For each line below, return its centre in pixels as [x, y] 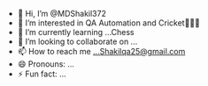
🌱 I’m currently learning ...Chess [76, 32]
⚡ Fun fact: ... [42, 74]
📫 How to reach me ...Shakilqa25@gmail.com [101, 51]
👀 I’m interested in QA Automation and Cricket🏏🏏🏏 [109, 23]
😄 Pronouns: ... [46, 64]
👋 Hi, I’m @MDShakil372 [62, 14]
